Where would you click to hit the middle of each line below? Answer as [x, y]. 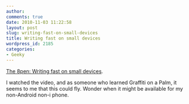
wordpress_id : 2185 [30, 44]
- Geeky [16, 55]
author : [16, 11]
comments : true [25, 17]
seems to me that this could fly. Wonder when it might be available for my [94, 88]
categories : [20, 49]
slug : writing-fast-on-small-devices [52, 33]
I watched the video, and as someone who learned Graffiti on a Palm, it [92, 83]
